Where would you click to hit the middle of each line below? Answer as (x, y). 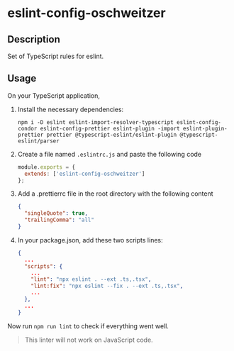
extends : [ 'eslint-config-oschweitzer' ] (85, 174)
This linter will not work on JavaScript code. (89, 340)
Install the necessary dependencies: (71, 109)
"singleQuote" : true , (56, 213)
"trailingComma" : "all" (59, 220)
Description (34, 39)
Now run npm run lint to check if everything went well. (88, 326)
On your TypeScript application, (54, 95)
